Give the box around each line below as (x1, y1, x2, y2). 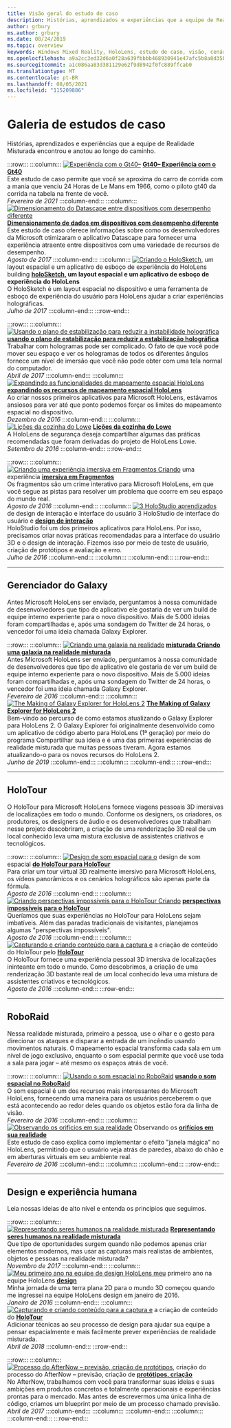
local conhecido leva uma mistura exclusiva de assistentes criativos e (7, 832, 204, 840)
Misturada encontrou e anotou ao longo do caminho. (7, 147, 156, 155)
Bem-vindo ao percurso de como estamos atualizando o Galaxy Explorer (7, 714, 213, 722)
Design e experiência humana (7, 1186, 137, 1198)
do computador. (7, 364, 53, 372)
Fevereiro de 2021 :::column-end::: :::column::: (7, 197, 137, 205)
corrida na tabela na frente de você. (7, 190, 109, 198)
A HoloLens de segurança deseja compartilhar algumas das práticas (7, 430, 201, 439)
